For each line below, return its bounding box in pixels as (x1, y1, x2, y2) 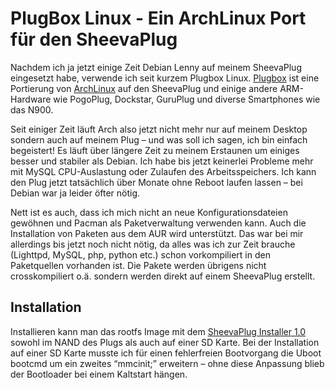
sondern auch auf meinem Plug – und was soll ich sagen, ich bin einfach (10, 133, 308, 146)
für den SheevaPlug (10, 28, 178, 51)
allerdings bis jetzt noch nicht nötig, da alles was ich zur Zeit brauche (10, 238, 296, 250)
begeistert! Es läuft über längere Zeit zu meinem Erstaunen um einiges (10, 144, 300, 156)
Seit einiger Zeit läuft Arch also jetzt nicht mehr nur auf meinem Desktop (10, 123, 308, 135)
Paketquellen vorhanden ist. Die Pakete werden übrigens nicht (10, 259, 267, 271)
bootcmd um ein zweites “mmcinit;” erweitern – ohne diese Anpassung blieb (10, 357, 325, 369)
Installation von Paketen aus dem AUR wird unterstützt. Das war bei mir (10, 227, 304, 239)
